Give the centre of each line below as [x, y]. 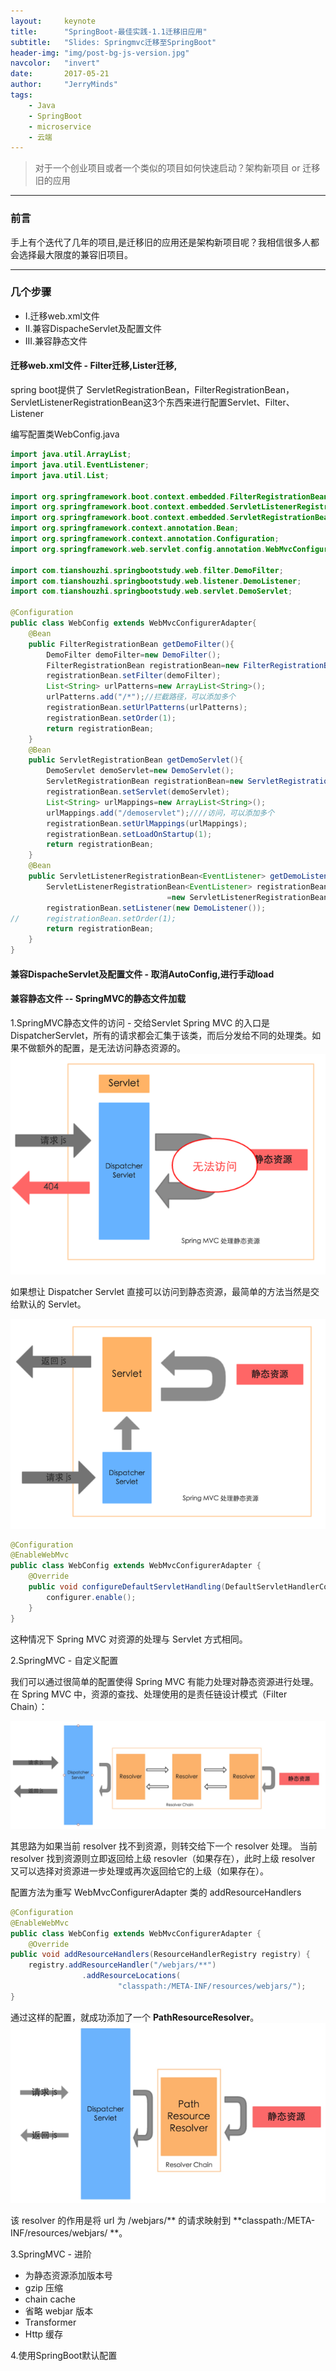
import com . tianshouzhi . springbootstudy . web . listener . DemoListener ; [156, 581]
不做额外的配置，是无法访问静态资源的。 [102, 1047]
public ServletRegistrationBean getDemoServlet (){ [136, 760]
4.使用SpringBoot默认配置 [64, 2356]
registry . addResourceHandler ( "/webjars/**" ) [122, 1965]
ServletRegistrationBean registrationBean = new [145, 781]
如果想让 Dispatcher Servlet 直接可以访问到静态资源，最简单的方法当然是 [161, 1291]
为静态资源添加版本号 [68, 2276]
